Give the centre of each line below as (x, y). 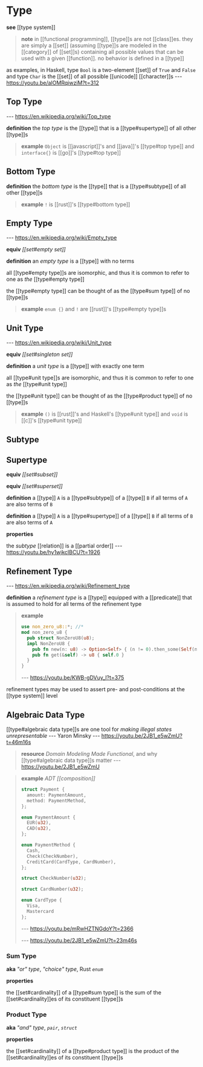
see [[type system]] (31, 27)
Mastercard (40, 911)
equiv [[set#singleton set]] (40, 355)
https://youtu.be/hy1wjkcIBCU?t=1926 (53, 552)
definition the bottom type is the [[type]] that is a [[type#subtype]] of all (96, 186)
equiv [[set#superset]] (34, 486)
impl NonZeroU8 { (49, 643)
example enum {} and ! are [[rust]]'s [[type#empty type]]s (94, 309)
